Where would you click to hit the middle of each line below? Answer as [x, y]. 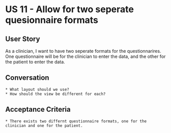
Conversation [27, 78]
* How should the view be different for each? [55, 94]
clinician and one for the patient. [44, 125]
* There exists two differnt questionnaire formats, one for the [76, 121]
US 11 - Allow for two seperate [69, 9]
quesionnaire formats [52, 20]
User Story [23, 39]
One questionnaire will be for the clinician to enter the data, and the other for [85, 56]
